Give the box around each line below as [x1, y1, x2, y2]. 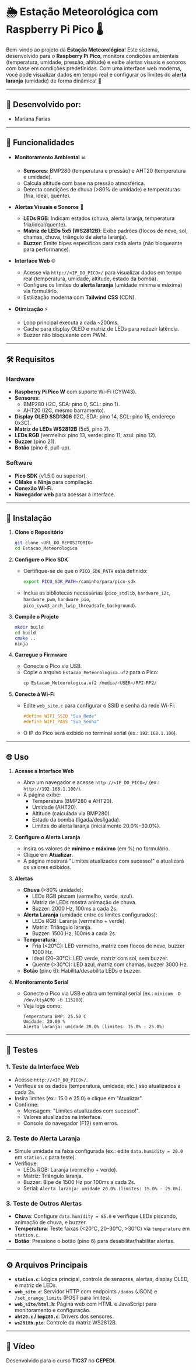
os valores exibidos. [23, 863, 72, 870]
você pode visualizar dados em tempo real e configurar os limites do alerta [6, 71, 187, 78]
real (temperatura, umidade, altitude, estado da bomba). [23, 275, 159, 282]
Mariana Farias [14, 115, 51, 122]
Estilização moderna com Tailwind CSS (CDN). [23, 294, 136, 301]
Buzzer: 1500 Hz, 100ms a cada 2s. [32, 929, 117, 937]
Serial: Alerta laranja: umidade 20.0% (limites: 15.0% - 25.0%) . [23, 1184, 183, 1192]
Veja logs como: [23, 1002, 62, 1009]
